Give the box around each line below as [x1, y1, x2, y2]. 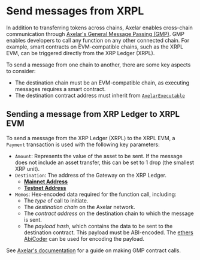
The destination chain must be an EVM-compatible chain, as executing [14, 79, 190, 86]
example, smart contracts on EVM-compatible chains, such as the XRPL [6, 43, 184, 50]
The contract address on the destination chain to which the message [23, 210, 195, 217]
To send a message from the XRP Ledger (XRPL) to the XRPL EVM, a [6, 134, 175, 141]
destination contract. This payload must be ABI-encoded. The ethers [23, 229, 193, 236]
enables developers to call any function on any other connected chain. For [6, 37, 190, 44]
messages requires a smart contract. [14, 85, 106, 92]
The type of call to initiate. [23, 196, 89, 204]
